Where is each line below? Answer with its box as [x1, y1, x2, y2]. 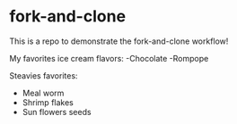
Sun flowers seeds [22, 106, 92, 117]
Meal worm [22, 87, 65, 98]
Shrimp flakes [22, 96, 74, 108]
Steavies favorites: [9, 70, 78, 81]
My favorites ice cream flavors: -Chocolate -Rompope [9, 53, 209, 63]
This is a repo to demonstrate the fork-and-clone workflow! [9, 36, 229, 46]
